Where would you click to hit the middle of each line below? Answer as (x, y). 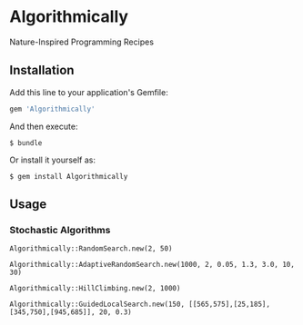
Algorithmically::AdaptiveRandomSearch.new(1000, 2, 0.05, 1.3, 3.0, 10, (152, 265)
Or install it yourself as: (52, 160)
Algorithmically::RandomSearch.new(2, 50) (91, 249)
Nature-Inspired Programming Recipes (82, 42)
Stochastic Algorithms (60, 230)
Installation (42, 70)
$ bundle (26, 143)
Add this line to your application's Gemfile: (89, 92)
